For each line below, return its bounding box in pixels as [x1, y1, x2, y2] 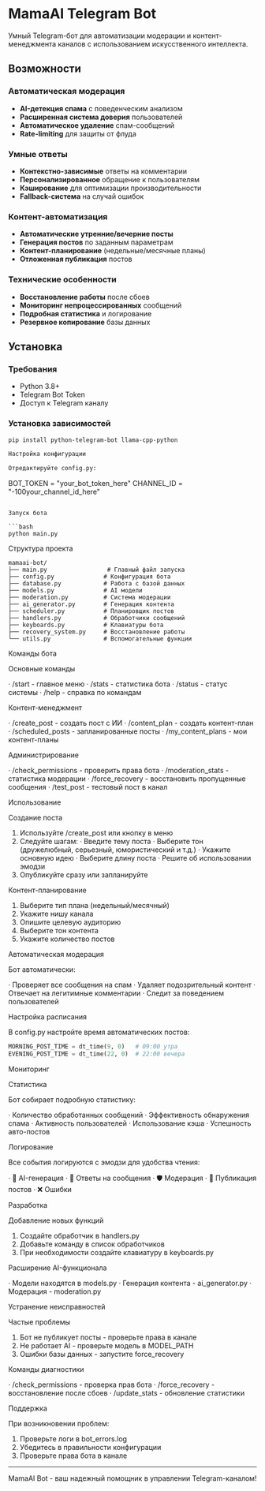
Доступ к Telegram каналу [19, 398, 109, 408]
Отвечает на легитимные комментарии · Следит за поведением [8, 988, 225, 998]
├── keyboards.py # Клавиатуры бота [8, 621, 164, 630]
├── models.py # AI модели [8, 587, 144, 595]
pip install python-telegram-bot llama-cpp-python [8, 435, 178, 444]
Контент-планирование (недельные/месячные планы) [19, 246, 207, 256]
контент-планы [8, 735, 59, 745]
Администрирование [8, 750, 79, 760]
